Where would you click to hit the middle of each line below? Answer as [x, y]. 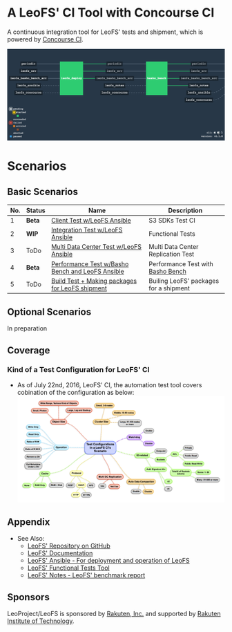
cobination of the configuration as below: [76, 392]
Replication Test [172, 254]
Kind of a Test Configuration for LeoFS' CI [78, 370]
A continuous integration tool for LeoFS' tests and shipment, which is [105, 32]
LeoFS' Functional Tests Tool [69, 568]
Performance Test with [181, 263]
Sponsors [28, 597]
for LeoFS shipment [79, 288]
